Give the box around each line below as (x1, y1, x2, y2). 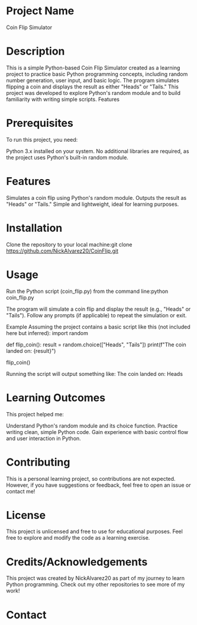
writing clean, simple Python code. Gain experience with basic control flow (6, 428, 189, 435)
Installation (6, 221, 63, 235)
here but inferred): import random (6, 329, 89, 336)
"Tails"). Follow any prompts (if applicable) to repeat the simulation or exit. (6, 311, 187, 318)
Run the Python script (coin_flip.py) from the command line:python (6, 288, 169, 295)
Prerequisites (6, 117, 74, 130)
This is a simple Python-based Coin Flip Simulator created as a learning (6, 64, 180, 71)
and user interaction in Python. (6, 435, 81, 442)
